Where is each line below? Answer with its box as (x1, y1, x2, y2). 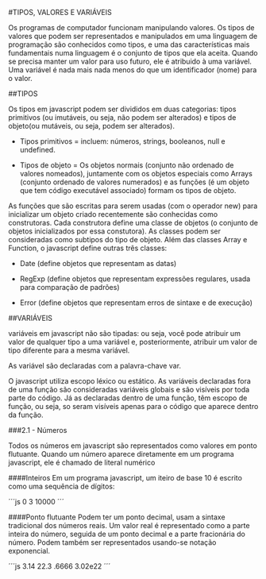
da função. (8, 410, 44, 419)
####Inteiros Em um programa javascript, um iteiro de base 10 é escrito (8, 473, 242, 482)
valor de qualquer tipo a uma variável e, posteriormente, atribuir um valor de (8, 338, 258, 346)
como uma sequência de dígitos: (8, 481, 115, 491)
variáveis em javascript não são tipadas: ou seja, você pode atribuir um (8, 329, 241, 338)
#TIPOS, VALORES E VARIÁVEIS (8, 8, 113, 17)
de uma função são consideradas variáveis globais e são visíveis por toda (8, 385, 250, 394)
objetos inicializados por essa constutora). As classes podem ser (8, 226, 221, 236)
